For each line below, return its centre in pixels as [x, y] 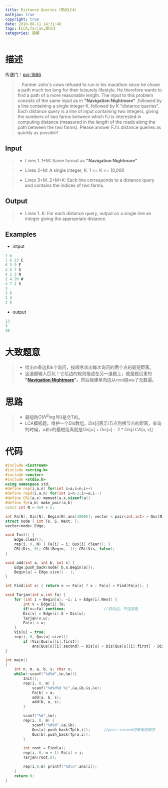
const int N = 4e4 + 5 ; [30, 507]
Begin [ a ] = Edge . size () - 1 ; [44, 572]
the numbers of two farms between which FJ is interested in [79, 117]
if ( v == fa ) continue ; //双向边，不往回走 [81, 609]
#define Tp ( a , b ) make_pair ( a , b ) [39, 503]
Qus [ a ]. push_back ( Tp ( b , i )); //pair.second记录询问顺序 [93, 730]
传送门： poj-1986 [23, 74]
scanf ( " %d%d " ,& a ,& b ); [54, 725]
